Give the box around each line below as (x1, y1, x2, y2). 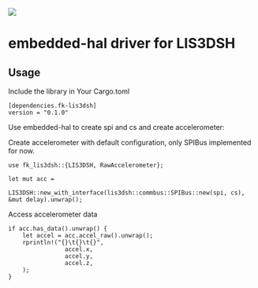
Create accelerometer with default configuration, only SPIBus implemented (8, 138, 252, 147)
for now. (8, 146, 36, 155)
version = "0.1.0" (8, 109, 69, 116)
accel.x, (64, 246, 93, 253)
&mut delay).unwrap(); (8, 196, 83, 204)
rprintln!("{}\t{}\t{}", (22, 238, 104, 246)
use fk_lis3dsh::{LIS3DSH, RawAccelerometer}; (8, 161, 164, 169)
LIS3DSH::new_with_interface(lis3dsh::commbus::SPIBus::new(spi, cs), (8, 189, 245, 197)
